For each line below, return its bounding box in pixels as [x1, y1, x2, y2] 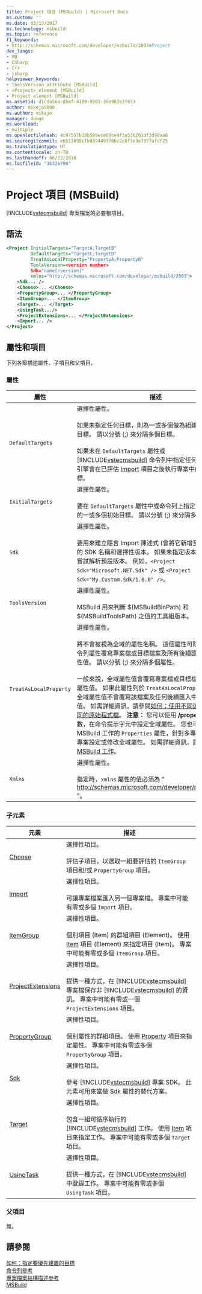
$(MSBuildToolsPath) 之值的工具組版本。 [76, 612, 193, 621]
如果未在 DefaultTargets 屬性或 [76, 447, 165, 455]
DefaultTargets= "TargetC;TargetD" [30, 251, 117, 257]
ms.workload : [6, 121, 39, 127]
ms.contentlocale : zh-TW [6, 149, 69, 155]
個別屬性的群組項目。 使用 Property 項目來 [66, 1032, 186, 1040]
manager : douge [6, 115, 44, 121]
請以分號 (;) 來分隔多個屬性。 [96, 658, 179, 667]
